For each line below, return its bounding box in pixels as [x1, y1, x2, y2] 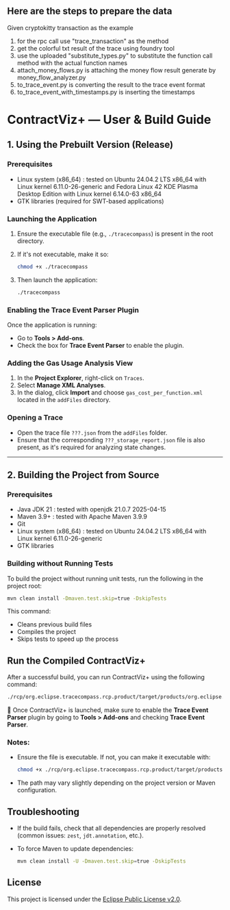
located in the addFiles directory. [16, 396, 111, 404]
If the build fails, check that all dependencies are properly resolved [16, 824, 206, 833]
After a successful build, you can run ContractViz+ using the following [7, 673, 205, 681]
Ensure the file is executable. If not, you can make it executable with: [16, 753, 211, 761]
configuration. [16, 786, 57, 794]
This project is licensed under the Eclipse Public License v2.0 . [7, 895, 182, 903]
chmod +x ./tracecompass [16, 263, 88, 270]
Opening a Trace [7, 413, 64, 422]
